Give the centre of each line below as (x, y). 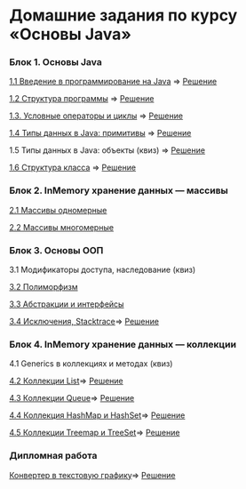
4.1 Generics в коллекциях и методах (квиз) (91, 364)
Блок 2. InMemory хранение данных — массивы (119, 190)
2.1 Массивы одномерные (58, 210)
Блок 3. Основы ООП (56, 250)
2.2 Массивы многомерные (61, 227)
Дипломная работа (53, 456)
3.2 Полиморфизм (44, 287)
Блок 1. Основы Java (56, 62)
